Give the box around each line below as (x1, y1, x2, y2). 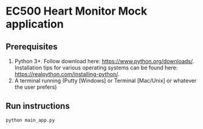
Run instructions (5, 101, 71, 111)
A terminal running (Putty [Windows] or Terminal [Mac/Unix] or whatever (14, 77, 197, 84)
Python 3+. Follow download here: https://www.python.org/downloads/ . (14, 58, 194, 64)
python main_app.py (5, 117, 55, 123)
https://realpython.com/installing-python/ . (14, 71, 120, 77)
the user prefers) (14, 83, 57, 91)
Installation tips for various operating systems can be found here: (14, 64, 178, 71)
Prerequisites (5, 41, 58, 52)
